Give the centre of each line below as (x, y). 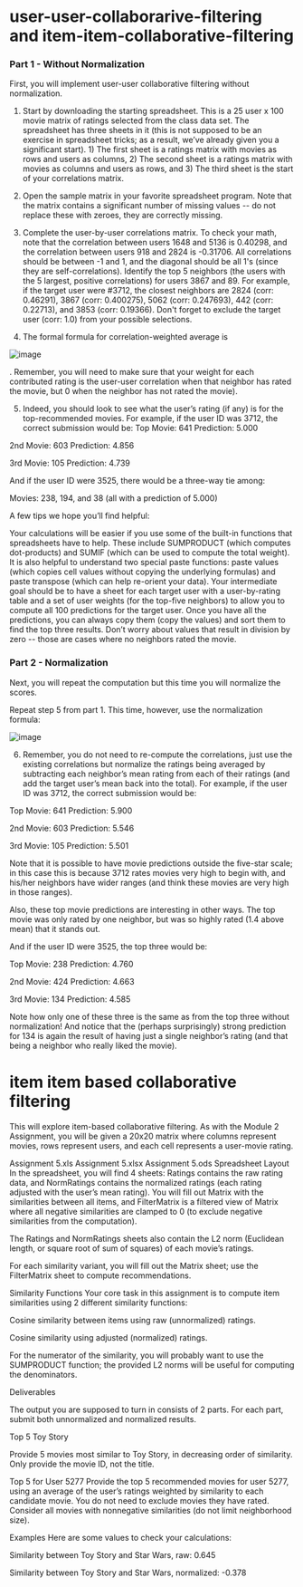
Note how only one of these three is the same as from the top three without (149, 1016)
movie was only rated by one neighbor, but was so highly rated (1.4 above (147, 919)
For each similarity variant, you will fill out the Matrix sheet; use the (134, 1265)
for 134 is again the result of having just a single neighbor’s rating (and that (149, 1035)
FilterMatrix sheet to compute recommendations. (100, 1275)
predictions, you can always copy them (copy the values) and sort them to (148, 620)
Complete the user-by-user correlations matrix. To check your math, (150, 233)
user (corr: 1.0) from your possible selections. (107, 320)
